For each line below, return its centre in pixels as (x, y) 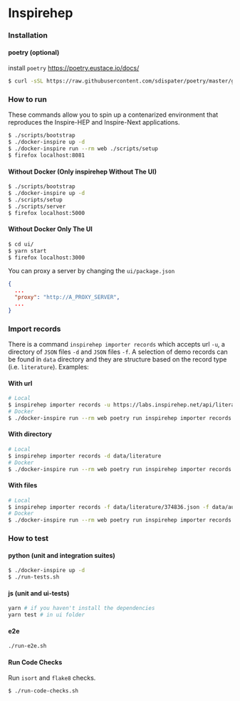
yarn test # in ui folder (46, 615)
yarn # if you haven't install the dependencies (82, 608)
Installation (28, 36)
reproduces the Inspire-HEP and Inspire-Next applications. (94, 122)
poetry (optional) (34, 52)
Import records (35, 329)
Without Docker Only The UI (51, 229)
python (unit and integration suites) (62, 555)
